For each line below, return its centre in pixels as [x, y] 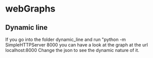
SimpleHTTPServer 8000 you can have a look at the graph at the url [76, 45]
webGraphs [30, 9]
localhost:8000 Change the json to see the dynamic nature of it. [72, 50]
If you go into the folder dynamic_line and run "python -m [66, 39]
